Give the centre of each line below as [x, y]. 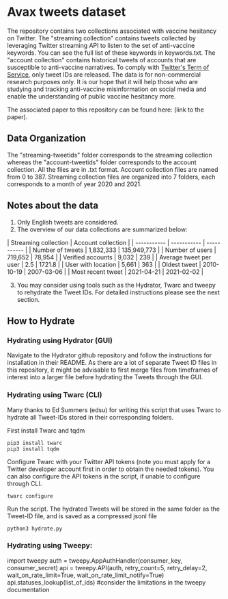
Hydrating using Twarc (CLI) [55, 395]
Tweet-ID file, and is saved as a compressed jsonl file [82, 516]
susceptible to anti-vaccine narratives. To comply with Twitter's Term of [108, 67]
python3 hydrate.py [35, 528]
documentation [28, 589]
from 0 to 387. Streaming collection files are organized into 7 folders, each [111, 177]
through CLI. [25, 483]
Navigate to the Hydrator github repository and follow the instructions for [110, 355]
